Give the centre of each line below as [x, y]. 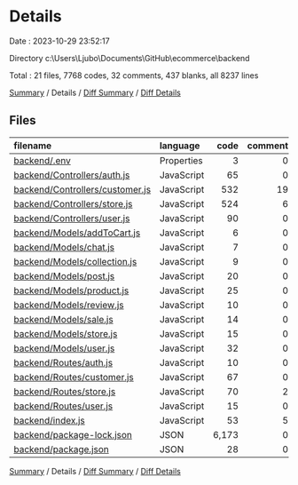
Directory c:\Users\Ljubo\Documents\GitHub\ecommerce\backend [129, 58]
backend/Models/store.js [66, 333]
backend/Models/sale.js [63, 319]
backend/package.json [61, 449]
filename [33, 146]
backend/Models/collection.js [75, 261]
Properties [181, 160]
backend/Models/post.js [64, 275]
